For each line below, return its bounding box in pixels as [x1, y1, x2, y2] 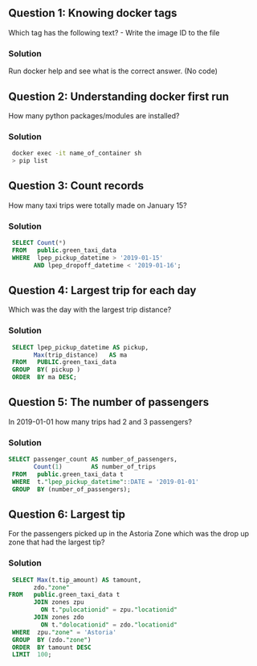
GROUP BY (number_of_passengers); [11, 485, 131, 494]
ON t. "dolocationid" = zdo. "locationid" [40, 620, 178, 629]
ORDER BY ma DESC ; [11, 374, 78, 382]
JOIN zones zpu [33, 598, 84, 606]
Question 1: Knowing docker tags [8, 6, 177, 20]
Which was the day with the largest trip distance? [8, 305, 172, 315]
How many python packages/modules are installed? [8, 110, 180, 120]
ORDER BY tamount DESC [11, 643, 92, 652]
